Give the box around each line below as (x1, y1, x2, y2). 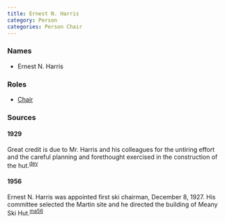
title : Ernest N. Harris (7, 10, 79, 17)
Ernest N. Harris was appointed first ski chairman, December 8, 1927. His (7, 192, 216, 201)
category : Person (7, 17, 58, 24)
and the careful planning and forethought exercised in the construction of (7, 153, 218, 161)
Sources (7, 112, 36, 122)
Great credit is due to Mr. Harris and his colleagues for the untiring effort (7, 146, 215, 154)
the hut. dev (7, 160, 38, 169)
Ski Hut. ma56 (7, 207, 44, 217)
